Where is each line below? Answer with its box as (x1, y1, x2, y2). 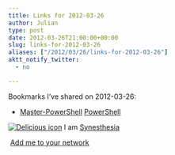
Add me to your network (10, 138, 89, 147)
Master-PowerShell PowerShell (19, 107, 121, 116)
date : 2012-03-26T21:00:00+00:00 (8, 33, 119, 42)
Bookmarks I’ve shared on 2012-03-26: (8, 92, 137, 101)
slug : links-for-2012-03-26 (8, 41, 101, 49)
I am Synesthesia (63, 122, 120, 131)
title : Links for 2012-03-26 (8, 11, 105, 20)
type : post (8, 26, 44, 34)
